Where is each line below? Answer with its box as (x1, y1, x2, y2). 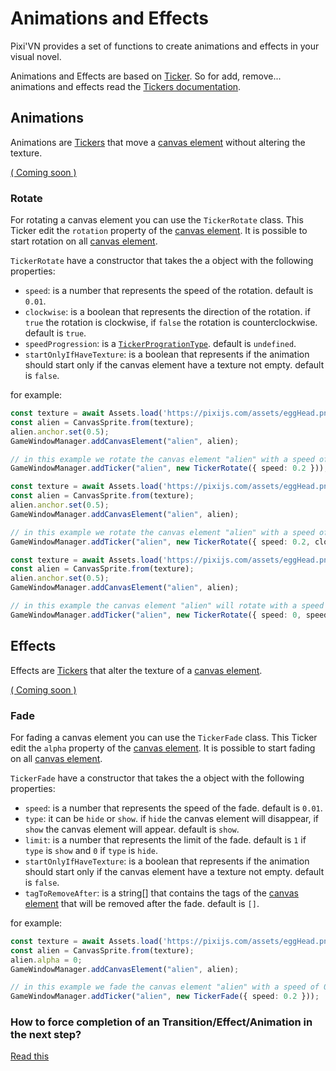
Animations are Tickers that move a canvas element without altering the (10, 136, 306, 148)
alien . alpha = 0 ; (10, 955, 83, 965)
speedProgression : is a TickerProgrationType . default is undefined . (24, 338, 297, 350)
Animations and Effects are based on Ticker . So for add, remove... (10, 70, 282, 82)
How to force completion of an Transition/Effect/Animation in (10, 1015, 313, 1029)
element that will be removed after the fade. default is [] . (24, 897, 260, 909)
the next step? (10, 1028, 82, 1042)
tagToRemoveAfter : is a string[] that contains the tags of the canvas (24, 887, 299, 899)
